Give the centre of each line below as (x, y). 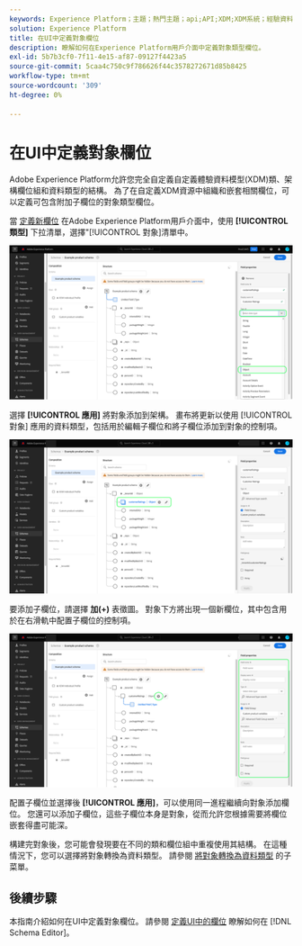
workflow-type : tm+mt (50, 77)
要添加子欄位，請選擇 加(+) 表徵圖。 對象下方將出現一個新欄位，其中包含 (144, 608)
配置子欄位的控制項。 (96, 620)
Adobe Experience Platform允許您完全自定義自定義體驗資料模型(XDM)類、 (147, 179)
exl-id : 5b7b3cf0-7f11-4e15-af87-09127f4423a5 (98, 57)
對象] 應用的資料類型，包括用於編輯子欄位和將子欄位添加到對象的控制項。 (146, 427)
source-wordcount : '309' (56, 86)
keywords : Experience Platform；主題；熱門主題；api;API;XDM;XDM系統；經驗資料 (151, 19)
